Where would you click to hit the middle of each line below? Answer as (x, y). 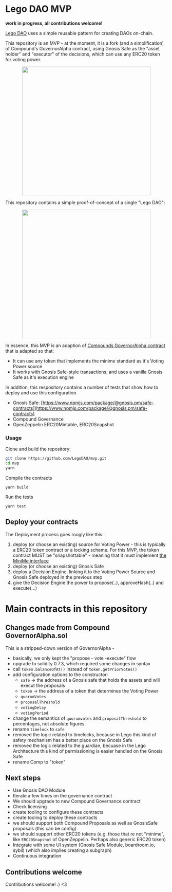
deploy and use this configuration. (42, 393)
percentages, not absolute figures (49, 723)
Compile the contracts (29, 478)
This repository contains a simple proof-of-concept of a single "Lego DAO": (85, 202)
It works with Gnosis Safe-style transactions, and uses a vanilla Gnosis (88, 372)
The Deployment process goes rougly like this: (54, 534)
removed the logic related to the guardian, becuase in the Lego (79, 745)
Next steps (23, 778)
